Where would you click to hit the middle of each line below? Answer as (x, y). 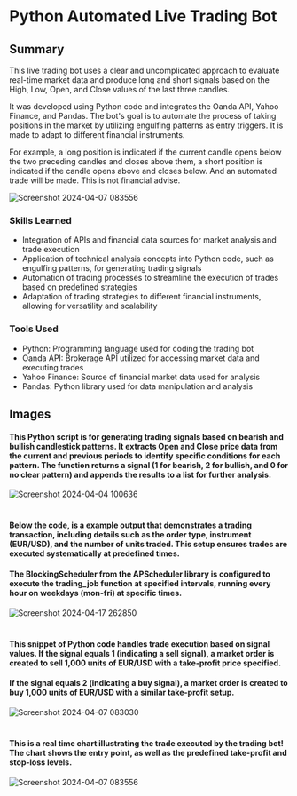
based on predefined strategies (79, 287)
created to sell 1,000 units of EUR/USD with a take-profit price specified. (145, 663)
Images (30, 414)
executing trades (53, 367)
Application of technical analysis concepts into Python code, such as (148, 259)
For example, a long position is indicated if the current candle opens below (145, 152)
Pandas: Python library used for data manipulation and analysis (137, 386)
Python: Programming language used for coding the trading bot (138, 348)
